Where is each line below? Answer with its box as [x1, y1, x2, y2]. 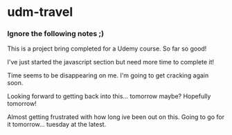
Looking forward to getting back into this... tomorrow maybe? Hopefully [7, 92, 211, 100]
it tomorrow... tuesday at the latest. [7, 120, 107, 129]
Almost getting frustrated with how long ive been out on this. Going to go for [7, 113, 225, 121]
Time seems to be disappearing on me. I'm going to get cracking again [7, 71, 209, 80]
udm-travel [7, 4, 73, 20]
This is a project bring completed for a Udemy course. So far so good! [7, 44, 207, 53]
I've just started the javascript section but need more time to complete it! [7, 58, 215, 66]
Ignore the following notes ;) [7, 29, 105, 39]
